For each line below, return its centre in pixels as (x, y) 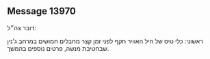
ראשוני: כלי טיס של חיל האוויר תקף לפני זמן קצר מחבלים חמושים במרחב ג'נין (105, 41)
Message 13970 (42, 11)
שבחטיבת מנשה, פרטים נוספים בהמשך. (58, 48)
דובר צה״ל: (22, 27)
